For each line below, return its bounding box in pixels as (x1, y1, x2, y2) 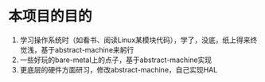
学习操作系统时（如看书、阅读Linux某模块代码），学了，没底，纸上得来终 (19, 35, 258, 45)
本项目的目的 (8, 7, 93, 25)
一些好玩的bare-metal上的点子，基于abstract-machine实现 (19, 55, 212, 64)
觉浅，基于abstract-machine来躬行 (19, 45, 134, 54)
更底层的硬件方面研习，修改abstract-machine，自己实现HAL (19, 64, 218, 74)
